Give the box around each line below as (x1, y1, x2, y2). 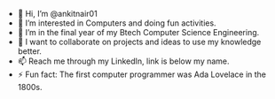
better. (17, 46, 43, 57)
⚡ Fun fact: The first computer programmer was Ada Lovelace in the (17, 69, 267, 80)
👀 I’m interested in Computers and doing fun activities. (17, 18, 216, 28)
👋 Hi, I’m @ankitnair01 (17, 9, 98, 19)
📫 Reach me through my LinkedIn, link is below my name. (17, 56, 230, 66)
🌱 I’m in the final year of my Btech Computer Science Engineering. (17, 27, 260, 37)
